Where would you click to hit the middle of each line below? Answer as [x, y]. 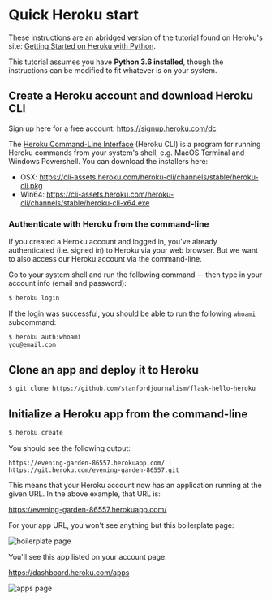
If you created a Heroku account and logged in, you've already [113, 242]
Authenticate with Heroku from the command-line [109, 223]
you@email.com [32, 344]
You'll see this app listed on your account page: [88, 557]
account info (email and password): [68, 283]
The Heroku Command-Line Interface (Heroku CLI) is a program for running [135, 144]
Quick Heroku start [74, 15]
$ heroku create [36, 433]
